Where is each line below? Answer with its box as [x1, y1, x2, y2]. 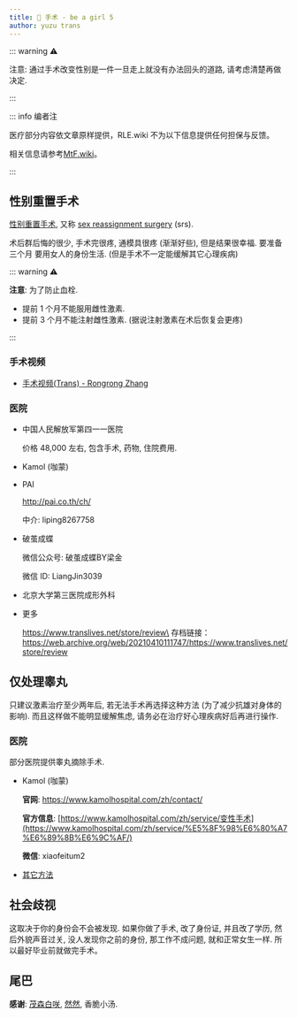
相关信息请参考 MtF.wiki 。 [9, 148, 103, 159]
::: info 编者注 [9, 111, 57, 121]
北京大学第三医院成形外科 [21, 589, 116, 600]
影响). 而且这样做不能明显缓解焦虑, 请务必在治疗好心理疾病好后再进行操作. [9, 710, 279, 721]
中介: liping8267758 [21, 514, 95, 524]
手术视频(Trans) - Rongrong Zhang [21, 378, 148, 388]
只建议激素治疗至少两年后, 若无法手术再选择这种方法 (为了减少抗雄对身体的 [9, 700, 283, 710]
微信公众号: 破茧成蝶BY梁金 [21, 552, 123, 563]
